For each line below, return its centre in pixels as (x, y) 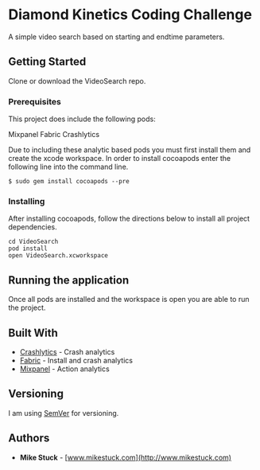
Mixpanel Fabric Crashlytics (54, 135)
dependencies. (33, 227)
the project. (27, 307)
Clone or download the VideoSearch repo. (77, 80)
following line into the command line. (68, 167)
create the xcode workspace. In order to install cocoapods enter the (120, 159)
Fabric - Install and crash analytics (76, 360)
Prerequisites (35, 101)
